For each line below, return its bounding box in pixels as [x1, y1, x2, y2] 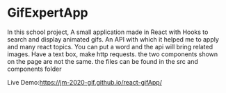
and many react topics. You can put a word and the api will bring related [7, 42, 213, 51]
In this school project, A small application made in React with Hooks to [7, 28, 209, 36]
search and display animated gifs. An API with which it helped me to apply [7, 35, 219, 43]
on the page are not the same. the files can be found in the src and [7, 57, 198, 65]
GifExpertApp [7, 5, 88, 21]
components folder [7, 65, 62, 73]
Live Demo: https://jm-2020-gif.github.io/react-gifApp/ [7, 78, 162, 86]
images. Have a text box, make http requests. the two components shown [7, 50, 218, 58]
